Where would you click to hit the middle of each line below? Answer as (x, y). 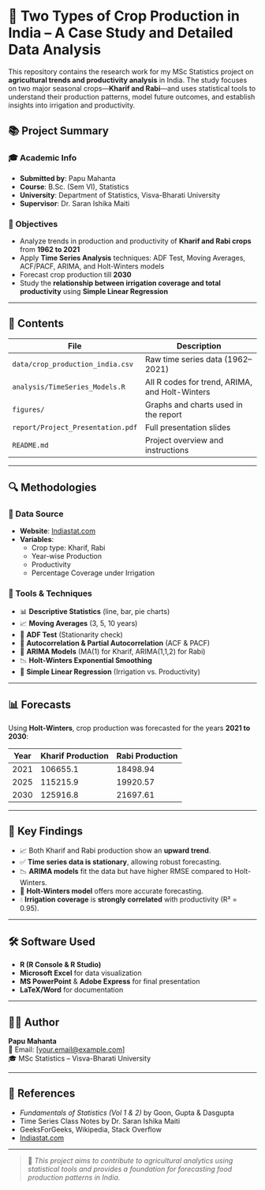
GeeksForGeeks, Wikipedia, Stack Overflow (90, 1129)
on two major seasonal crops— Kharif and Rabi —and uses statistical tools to (132, 88)
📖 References (42, 1094)
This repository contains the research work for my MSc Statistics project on (131, 71)
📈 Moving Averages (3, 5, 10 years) (78, 623)
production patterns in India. (74, 1177)
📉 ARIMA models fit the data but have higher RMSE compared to (126, 872)
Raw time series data (184, 359)
